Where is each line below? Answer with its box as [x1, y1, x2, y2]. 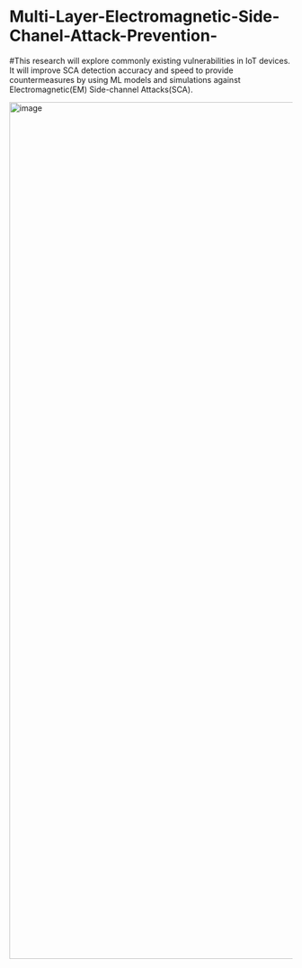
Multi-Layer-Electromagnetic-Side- [9, 6, 280, 27]
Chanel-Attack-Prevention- [9, 25, 218, 46]
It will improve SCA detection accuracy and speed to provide [9, 65, 234, 76]
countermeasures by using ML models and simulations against [9, 74, 241, 85]
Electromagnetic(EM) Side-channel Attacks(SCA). [9, 84, 193, 95]
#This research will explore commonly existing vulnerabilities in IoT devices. [9, 55, 290, 66]
